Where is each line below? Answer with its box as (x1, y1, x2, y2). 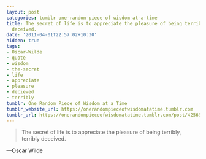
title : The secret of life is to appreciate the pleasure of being (6, 20, 183, 26)
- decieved (6, 89, 34, 95)
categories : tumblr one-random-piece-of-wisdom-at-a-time (6, 15, 158, 21)
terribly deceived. (21, 135, 66, 142)
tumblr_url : (6, 112, 37, 118)
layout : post (6, 9, 40, 15)
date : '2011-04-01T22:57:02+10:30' (6, 32, 97, 38)
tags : (6, 44, 20, 50)
